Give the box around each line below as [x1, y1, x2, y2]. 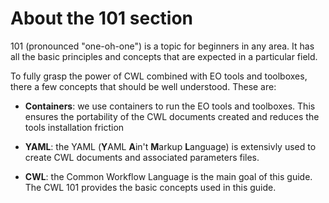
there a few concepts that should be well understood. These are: [10, 80, 277, 92]
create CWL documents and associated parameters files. [24, 151, 260, 163]
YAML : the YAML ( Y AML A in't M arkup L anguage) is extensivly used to [24, 140, 317, 152]
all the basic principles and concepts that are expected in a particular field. [10, 50, 318, 62]
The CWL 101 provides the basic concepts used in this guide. [24, 181, 277, 193]
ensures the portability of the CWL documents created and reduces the [24, 110, 320, 122]
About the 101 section [10, 7, 194, 30]
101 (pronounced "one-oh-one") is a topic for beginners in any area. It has [10, 40, 315, 52]
